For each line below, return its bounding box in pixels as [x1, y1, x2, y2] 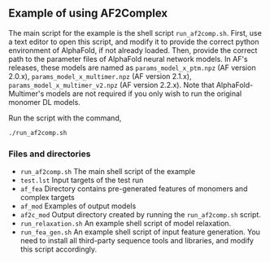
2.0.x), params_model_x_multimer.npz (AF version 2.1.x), [8, 71, 192, 81]
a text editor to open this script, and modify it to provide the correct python [8, 37, 259, 46]
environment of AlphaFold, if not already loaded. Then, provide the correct [8, 45, 258, 55]
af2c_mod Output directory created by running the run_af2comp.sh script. [20, 209, 262, 219]
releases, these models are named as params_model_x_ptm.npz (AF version [8, 63, 256, 72]
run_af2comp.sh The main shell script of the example [20, 166, 196, 176]
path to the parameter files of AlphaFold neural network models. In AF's [8, 54, 248, 63]
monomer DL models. [8, 97, 81, 107]
